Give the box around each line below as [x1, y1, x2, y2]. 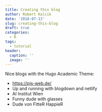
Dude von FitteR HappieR [12, 101, 63, 107]
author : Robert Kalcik [5, 12, 51, 17]
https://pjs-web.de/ [12, 81, 51, 86]
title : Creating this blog [5, 7, 60, 12]
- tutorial [9, 44, 32, 49]
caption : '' [9, 53, 34, 58]
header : [5, 48, 21, 53]
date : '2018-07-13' [5, 16, 45, 21]
